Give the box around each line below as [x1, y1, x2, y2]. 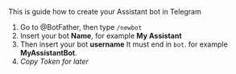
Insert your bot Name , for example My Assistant [19, 31, 183, 40]
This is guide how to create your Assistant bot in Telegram [8, 7, 201, 16]
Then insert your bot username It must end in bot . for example [19, 39, 228, 49]
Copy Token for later [19, 56, 89, 66]
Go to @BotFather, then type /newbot [19, 23, 143, 31]
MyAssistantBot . [19, 48, 78, 57]
